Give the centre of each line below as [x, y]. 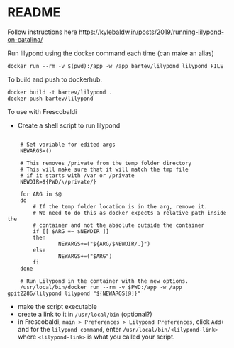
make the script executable [57, 306]
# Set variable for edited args [68, 145]
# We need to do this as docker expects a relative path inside [130, 213]
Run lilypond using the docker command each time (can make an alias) [111, 53]
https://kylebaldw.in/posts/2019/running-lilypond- [152, 32]
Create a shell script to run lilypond [69, 125]
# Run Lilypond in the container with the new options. [105, 281]
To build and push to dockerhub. [55, 79]
